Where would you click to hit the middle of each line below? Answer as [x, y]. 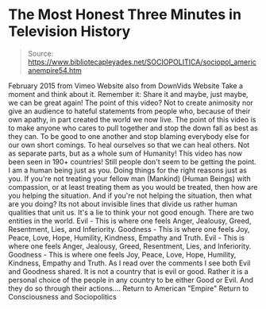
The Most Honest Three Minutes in [125, 15]
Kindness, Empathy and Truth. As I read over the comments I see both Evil [129, 263]
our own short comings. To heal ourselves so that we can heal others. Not [129, 145]
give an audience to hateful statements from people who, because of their [129, 111]
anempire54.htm [54, 70]
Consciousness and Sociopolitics [62, 296]
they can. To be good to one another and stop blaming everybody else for [129, 136]
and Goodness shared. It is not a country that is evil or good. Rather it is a [128, 271]
